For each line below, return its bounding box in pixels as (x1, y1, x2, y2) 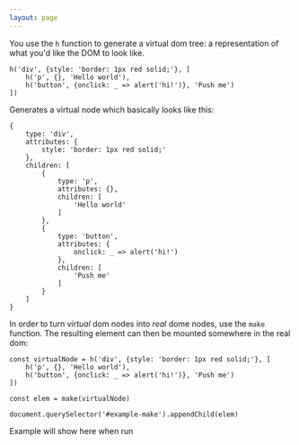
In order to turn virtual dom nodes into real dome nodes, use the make (9, 318, 266, 329)
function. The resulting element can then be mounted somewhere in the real (9, 327, 291, 338)
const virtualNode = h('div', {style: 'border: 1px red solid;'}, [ (9, 354, 271, 364)
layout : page (9, 13, 58, 22)
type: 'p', (57, 176, 99, 185)
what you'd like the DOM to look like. (9, 47, 145, 58)
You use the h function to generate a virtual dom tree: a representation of (9, 38, 279, 49)
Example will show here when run (9, 425, 134, 436)
